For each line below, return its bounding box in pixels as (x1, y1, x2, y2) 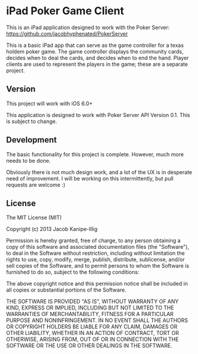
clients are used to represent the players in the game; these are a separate (6, 61, 189, 68)
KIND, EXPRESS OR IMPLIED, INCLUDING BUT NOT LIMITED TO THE (6, 304, 174, 311)
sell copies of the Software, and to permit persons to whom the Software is (6, 263, 190, 270)
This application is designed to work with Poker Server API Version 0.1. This (6, 111, 191, 118)
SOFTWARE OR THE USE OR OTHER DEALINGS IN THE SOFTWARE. (6, 342, 173, 349)
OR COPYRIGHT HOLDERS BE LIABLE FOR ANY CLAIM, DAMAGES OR (6, 323, 178, 330)
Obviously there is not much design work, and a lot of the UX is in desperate (6, 168, 193, 176)
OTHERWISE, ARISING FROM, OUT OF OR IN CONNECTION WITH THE (6, 336, 179, 343)
